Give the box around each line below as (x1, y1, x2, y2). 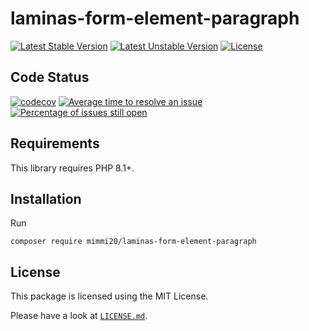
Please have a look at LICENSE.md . (10, 310, 148, 322)
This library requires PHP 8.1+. (10, 162, 135, 174)
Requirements (10, 135, 100, 152)
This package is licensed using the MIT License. (10, 290, 209, 302)
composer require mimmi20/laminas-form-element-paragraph (10, 237, 257, 247)
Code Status (10, 69, 90, 86)
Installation (10, 190, 82, 207)
